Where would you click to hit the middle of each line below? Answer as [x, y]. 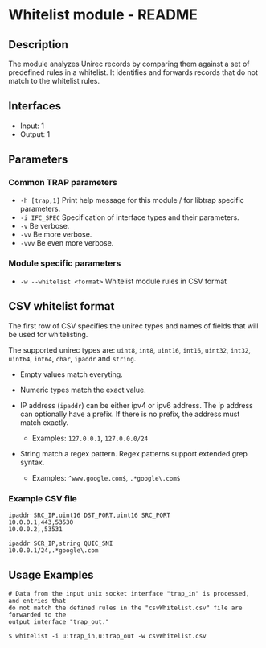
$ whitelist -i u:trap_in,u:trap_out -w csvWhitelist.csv [107, 636]
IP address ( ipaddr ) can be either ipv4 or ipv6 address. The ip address [136, 405]
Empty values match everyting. [71, 374]
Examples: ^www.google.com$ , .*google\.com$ [106, 477]
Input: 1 [32, 126]
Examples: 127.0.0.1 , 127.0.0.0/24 [90, 438]
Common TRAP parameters [63, 183]
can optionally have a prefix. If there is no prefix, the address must [130, 414]
